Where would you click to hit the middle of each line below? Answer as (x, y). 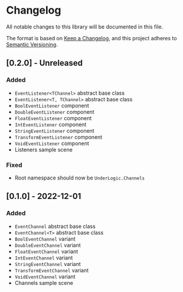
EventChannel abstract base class (55, 226)
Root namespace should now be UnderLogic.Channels (80, 178)
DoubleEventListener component (54, 112)
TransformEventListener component (58, 137)
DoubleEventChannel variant (48, 245)
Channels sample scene (44, 283)
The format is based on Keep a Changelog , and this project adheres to (91, 38)
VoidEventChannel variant (45, 277)
